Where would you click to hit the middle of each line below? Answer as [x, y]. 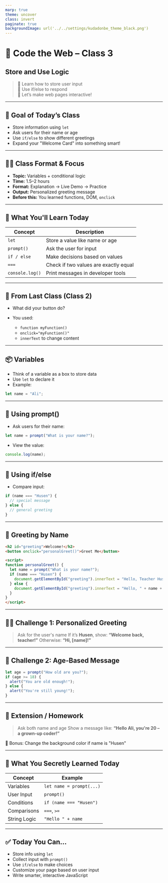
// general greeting [31, 510]
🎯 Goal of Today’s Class [42, 115]
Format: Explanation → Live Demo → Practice [59, 186]
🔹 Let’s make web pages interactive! [54, 95]
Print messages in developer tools [86, 273]
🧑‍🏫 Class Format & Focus [45, 164]
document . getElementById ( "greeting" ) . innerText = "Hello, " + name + [88, 588]
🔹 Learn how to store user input [50, 84]
